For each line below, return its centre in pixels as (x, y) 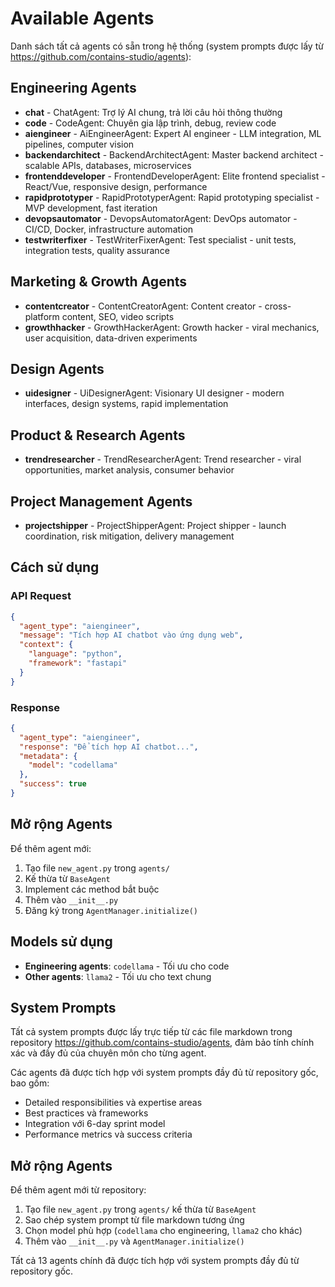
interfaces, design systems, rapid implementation (126, 404)
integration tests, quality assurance (97, 250)
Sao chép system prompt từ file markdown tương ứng (134, 1220)
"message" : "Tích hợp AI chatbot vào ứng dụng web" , (131, 635)
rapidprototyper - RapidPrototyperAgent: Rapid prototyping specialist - (172, 197)
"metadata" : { (48, 756)
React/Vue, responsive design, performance (116, 186)
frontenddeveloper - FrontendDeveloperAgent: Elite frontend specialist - (175, 176)
